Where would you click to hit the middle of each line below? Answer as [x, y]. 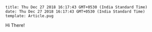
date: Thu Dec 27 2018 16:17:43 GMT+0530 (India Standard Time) [75, 11]
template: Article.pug [29, 16]
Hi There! [15, 25]
